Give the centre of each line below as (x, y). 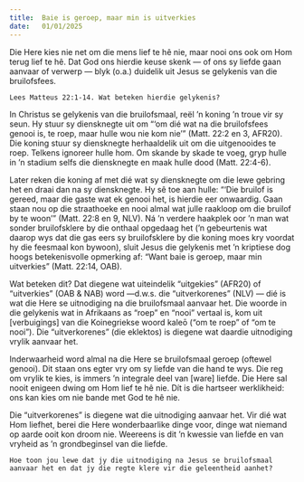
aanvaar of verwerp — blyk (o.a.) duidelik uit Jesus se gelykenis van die (143, 71)
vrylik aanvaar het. (44, 341)
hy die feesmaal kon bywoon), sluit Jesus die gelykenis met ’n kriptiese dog (150, 247)
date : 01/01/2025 (46, 26)
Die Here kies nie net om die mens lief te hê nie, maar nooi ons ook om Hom (151, 52)
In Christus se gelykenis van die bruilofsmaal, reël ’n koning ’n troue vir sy (146, 114)
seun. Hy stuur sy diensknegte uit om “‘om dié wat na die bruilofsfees (139, 124)
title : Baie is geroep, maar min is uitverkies (103, 18)
